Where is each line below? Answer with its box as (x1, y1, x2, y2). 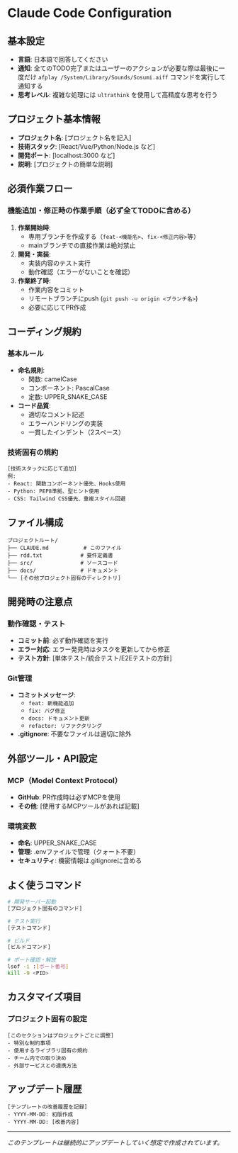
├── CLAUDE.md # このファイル (7, 544, 122, 552)
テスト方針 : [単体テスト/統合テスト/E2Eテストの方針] (17, 653, 172, 662)
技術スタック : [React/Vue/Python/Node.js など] (17, 142, 156, 150)
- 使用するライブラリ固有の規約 (7, 1047, 88, 1054)
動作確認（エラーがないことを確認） (28, 267, 135, 276)
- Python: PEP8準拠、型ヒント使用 (7, 488, 100, 495)
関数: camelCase (28, 375, 78, 383)
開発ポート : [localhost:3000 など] (17, 151, 115, 159)
